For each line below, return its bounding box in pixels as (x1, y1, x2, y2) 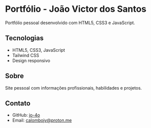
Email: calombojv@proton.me (12, 117, 72, 124)
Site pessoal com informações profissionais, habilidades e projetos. (5, 85, 142, 91)
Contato (5, 99, 30, 107)
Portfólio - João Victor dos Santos (5, 3, 147, 15)
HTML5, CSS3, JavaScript (12, 47, 65, 53)
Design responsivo (12, 58, 51, 64)
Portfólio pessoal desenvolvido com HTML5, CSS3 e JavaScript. (5, 20, 135, 26)
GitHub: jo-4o (12, 112, 40, 118)
